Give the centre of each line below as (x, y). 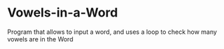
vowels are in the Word (40, 39)
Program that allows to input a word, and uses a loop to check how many (112, 32)
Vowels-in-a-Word (63, 13)
